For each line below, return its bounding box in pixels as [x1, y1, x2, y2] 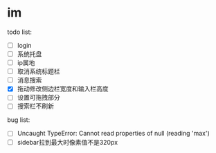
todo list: [7, 28, 33, 36]
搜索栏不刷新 [17, 102, 54, 110]
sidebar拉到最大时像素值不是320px [17, 138, 118, 146]
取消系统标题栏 [17, 67, 60, 75]
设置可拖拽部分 [17, 93, 60, 102]
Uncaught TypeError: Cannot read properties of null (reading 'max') [17, 129, 210, 138]
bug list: [7, 116, 30, 124]
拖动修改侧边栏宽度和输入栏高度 [17, 84, 109, 93]
